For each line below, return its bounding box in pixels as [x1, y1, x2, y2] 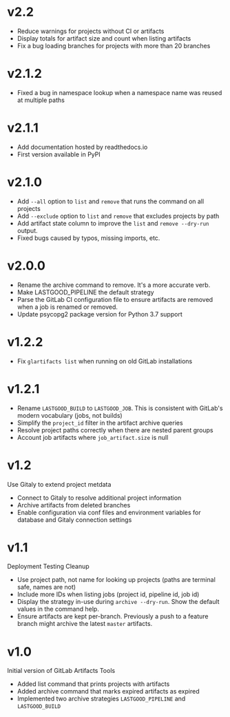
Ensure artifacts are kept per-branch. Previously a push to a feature [17, 612, 209, 620]
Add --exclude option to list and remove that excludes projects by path [17, 212, 220, 220]
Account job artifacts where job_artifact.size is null [17, 433, 169, 441]
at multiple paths [17, 96, 65, 104]
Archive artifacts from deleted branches [17, 501, 131, 509]
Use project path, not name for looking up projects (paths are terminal [17, 576, 216, 584]
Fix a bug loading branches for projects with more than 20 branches [17, 41, 211, 50]
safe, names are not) [17, 583, 76, 592]
